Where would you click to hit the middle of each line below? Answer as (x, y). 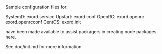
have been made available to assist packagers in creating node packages (81, 32)
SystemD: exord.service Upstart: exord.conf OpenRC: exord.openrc (75, 17)
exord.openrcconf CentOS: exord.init (43, 22)
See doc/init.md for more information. (44, 47)
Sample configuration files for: (36, 7)
